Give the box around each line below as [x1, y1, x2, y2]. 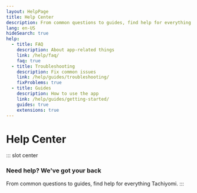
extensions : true [17, 107, 60, 113]
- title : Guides [11, 85, 51, 91]
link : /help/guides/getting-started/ [17, 96, 110, 102]
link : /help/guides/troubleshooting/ [17, 74, 110, 80]
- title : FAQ [11, 42, 44, 48]
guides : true [17, 101, 49, 108]
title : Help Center [6, 14, 54, 20]
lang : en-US [6, 25, 35, 31]
